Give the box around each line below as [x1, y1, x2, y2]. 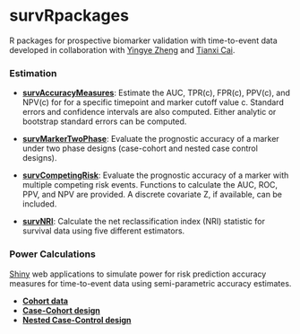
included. [21, 198, 57, 209]
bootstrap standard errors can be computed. [21, 116, 187, 127]
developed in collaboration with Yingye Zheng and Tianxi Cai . [9, 44, 236, 55]
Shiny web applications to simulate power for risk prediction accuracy [9, 268, 267, 279]
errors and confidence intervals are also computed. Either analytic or [21, 107, 277, 118]
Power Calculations [9, 248, 96, 260]
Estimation [9, 66, 57, 79]
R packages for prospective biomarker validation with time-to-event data [9, 35, 278, 46]
